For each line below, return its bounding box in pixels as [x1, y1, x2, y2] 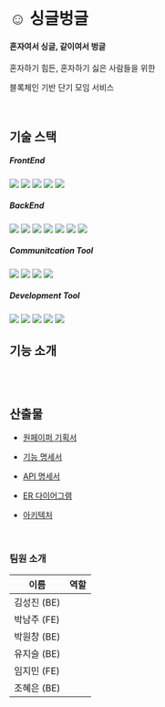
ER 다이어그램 [22, 490, 73, 502]
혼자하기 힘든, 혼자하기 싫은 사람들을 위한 [9, 63, 156, 74]
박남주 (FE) [14, 613, 61, 626]
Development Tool [9, 290, 80, 301]
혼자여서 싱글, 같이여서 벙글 [9, 40, 107, 51]
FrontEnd [9, 155, 46, 166]
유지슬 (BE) [14, 647, 61, 660]
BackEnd [9, 200, 45, 211]
